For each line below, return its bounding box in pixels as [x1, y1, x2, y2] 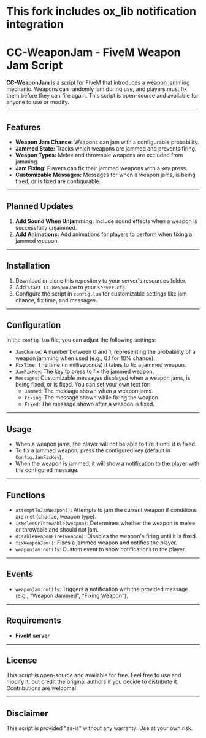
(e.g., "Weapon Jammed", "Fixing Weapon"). [15, 592, 129, 599]
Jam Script [6, 58, 63, 73]
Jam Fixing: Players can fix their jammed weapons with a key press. [15, 164, 188, 171]
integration [6, 17, 64, 31]
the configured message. [15, 466, 79, 474]
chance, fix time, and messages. [15, 296, 97, 304]
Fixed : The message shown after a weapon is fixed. [24, 401, 155, 408]
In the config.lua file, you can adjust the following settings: [6, 336, 156, 343]
